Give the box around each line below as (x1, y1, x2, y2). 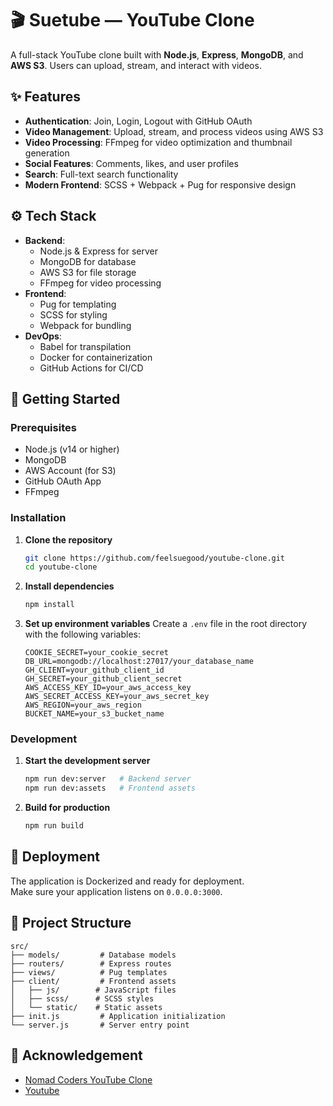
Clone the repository (24, 533, 113, 546)
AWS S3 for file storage (39, 266, 137, 278)
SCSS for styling (39, 308, 108, 321)
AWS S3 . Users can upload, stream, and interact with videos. (10, 59, 262, 71)
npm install (24, 600, 75, 610)
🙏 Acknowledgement (10, 1047, 143, 1064)
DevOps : (24, 330, 62, 342)
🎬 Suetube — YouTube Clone (10, 9, 255, 32)
